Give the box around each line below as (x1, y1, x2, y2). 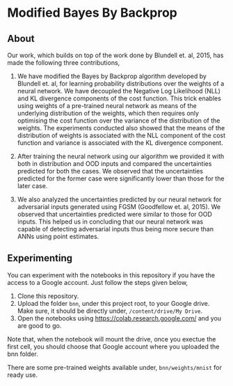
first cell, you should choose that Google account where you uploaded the (7, 342, 220, 350)
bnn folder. (7, 350, 38, 358)
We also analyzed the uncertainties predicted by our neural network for (17, 195, 222, 203)
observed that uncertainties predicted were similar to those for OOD (17, 210, 212, 218)
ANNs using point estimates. (17, 232, 99, 240)
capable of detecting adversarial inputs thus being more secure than (17, 225, 214, 233)
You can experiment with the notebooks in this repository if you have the (7, 270, 216, 279)
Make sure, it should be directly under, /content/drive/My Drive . (17, 307, 203, 315)
